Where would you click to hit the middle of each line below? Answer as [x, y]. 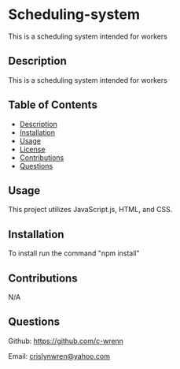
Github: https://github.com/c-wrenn [66, 341]
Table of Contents [53, 105]
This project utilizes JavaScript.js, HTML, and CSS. [90, 210]
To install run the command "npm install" [74, 253]
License [32, 149]
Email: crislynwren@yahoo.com [59, 356]
